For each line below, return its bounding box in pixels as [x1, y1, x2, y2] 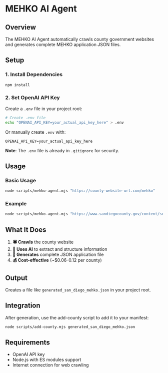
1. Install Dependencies [5, 71, 63, 78]
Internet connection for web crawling [12, 362, 89, 368]
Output [5, 273, 27, 282]
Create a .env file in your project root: [5, 106, 82, 112]
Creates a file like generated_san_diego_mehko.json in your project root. [5, 286, 151, 293]
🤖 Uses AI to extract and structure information [12, 246, 107, 252]
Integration [5, 301, 41, 310]
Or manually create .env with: [5, 129, 66, 135]
